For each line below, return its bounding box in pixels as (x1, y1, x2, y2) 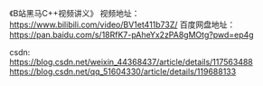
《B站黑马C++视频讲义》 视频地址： (9, 8, 140, 18)
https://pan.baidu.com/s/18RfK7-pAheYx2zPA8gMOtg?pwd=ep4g (9, 30, 255, 40)
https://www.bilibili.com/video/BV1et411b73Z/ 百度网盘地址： (9, 19, 236, 30)
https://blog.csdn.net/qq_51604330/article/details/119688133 (9, 66, 237, 77)
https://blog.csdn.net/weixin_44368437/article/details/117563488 (9, 57, 253, 67)
